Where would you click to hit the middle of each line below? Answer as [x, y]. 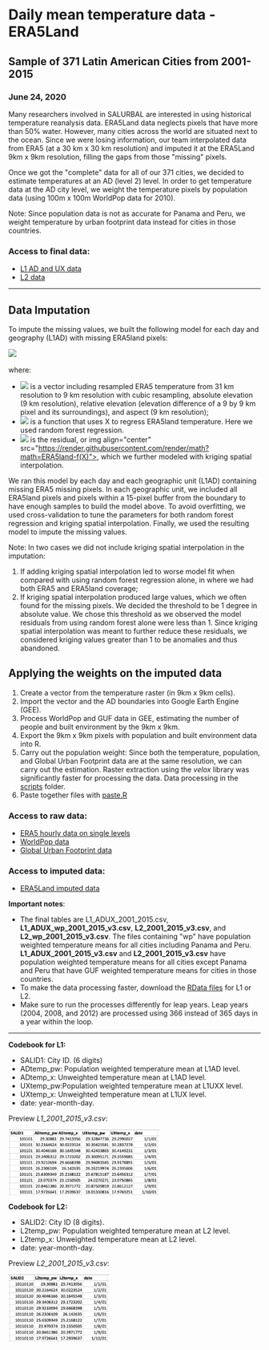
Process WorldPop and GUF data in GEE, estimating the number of [129, 718]
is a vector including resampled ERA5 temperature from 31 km [132, 386]
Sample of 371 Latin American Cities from [113, 61]
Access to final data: [49, 251]
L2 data [32, 278]
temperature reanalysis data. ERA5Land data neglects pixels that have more [133, 123]
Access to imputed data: [57, 871]
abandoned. [40, 648]
